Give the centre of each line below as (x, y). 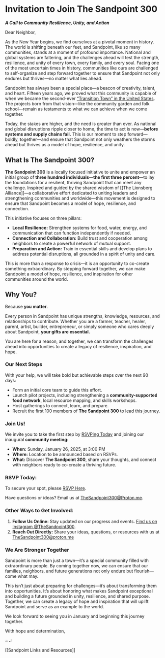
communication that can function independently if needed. (71, 233)
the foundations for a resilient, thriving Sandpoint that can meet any (73, 182)
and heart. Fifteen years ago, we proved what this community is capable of (81, 93)
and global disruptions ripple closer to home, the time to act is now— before (82, 129)
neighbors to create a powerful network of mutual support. (72, 243)
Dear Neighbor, (20, 32)
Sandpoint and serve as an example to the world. (55, 607)
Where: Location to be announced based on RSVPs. (65, 455)
